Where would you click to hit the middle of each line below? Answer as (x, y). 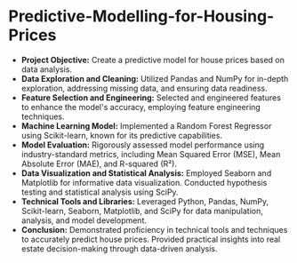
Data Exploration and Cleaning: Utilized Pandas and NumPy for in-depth (155, 78)
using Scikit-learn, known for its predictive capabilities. (122, 135)
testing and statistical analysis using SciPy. (100, 192)
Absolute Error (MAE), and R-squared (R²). (99, 163)
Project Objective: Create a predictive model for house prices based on (153, 60)
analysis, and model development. (84, 220)
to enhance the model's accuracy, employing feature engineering (141, 107)
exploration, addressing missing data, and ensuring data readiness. (144, 88)
